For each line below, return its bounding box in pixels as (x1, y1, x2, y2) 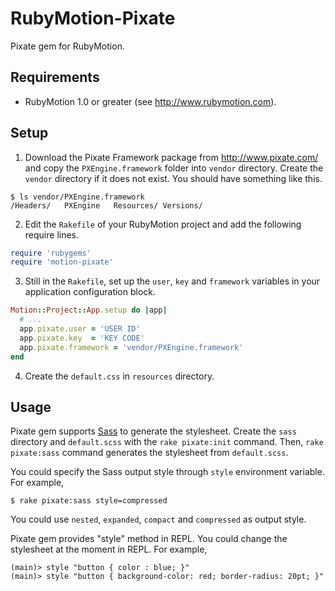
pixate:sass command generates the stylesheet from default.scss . (10, 447, 289, 459)
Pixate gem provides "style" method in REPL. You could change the (10, 533, 288, 545)
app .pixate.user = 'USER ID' (19, 324, 141, 334)
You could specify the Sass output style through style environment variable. (10, 466, 325, 478)
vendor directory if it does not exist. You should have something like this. (24, 172, 323, 184)
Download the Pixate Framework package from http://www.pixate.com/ (24, 151, 319, 163)
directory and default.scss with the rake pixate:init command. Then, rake (10, 436, 324, 448)
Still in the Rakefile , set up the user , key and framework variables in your (24, 275, 321, 287)
